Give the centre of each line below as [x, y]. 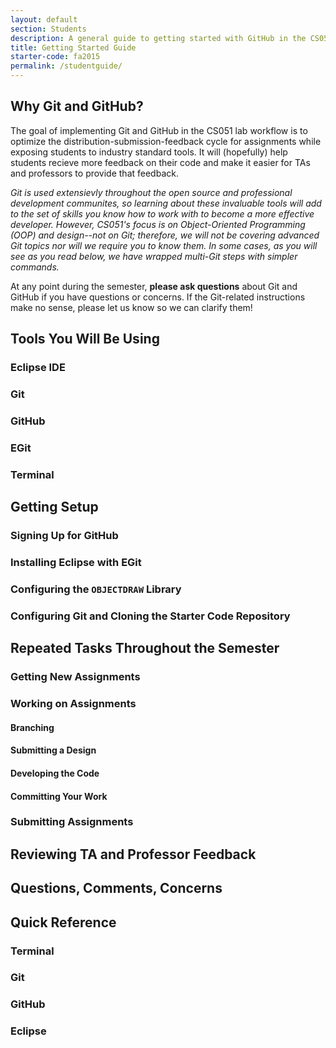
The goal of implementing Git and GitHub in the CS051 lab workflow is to [159, 130]
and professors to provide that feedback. [94, 173]
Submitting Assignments [72, 822]
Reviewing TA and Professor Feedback [133, 854]
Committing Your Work [59, 796]
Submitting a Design [53, 750]
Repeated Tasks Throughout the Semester [145, 648]
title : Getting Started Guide [73, 47]
